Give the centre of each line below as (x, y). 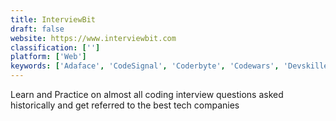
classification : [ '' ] (55, 47)
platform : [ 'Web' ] (48, 57)
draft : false (37, 29)
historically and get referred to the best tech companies (125, 105)
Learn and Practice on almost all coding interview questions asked (147, 94)
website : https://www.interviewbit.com (93, 38)
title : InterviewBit (53, 19)
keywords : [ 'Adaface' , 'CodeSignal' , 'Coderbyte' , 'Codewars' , (145, 66)
